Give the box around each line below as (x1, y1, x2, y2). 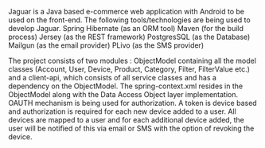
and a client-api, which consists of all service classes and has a (8, 73, 217, 82)
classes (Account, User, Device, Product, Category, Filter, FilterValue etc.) (8, 64, 251, 74)
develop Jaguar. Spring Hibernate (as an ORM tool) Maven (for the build (8, 24, 244, 33)
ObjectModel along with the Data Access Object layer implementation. (8, 90, 239, 99)
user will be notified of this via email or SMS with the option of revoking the (8, 123, 255, 133)
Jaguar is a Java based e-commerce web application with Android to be (8, 7, 245, 16)
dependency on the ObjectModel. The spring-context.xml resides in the (8, 81, 244, 91)
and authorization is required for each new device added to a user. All (8, 107, 236, 116)
